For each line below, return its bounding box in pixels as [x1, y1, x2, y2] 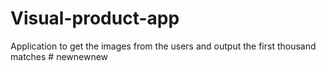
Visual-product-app [10, 7, 180, 30]
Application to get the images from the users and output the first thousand [10, 40, 317, 52]
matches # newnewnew [10, 50, 109, 62]
